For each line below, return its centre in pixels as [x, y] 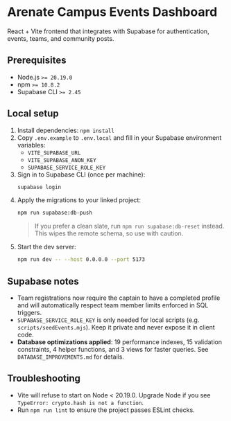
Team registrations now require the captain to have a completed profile [119, 298]
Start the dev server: [46, 247]
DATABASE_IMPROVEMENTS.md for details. [71, 357]
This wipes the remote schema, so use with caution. [109, 233]
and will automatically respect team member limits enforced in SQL [113, 305]
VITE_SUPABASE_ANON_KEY [62, 160]
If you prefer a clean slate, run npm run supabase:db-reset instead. [129, 226]
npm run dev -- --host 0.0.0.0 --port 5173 [81, 260]
